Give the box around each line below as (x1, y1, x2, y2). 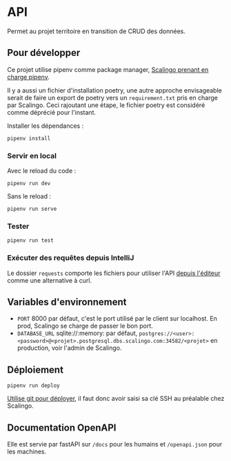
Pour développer (7, 47, 81, 59)
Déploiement (7, 364, 64, 375)
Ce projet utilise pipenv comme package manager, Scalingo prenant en (7, 65, 209, 73)
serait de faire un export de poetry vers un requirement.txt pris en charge (7, 93, 219, 102)
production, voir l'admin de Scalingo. (17, 344, 122, 352)
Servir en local (7, 151, 57, 160)
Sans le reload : (7, 192, 52, 200)
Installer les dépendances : (7, 122, 84, 130)
